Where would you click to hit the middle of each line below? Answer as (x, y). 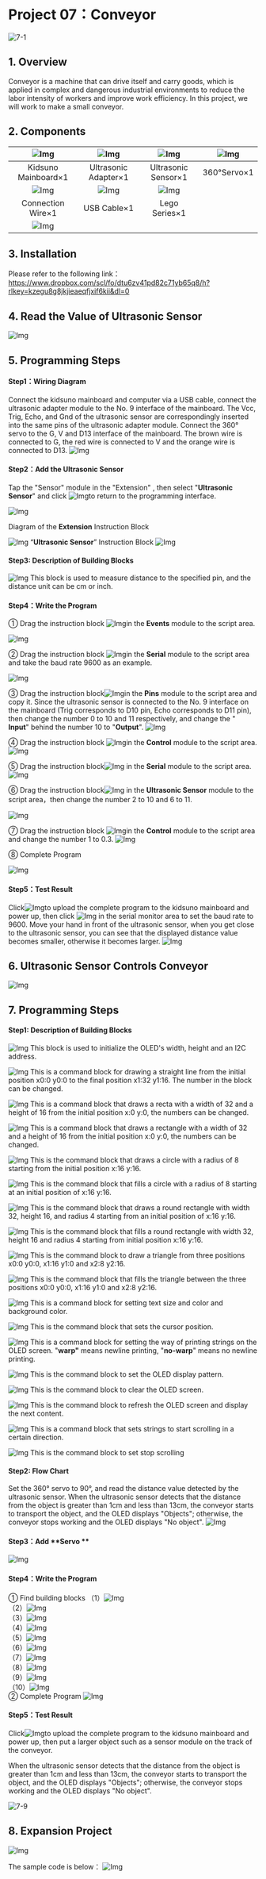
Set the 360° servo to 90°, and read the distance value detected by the (123, 1489)
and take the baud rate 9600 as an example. (80, 663)
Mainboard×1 (43, 177)
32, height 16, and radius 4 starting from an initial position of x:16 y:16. (122, 1216)
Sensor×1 (169, 177)
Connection (43, 203)
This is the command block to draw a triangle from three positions (138, 1255)
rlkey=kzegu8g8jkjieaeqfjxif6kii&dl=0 (69, 291)
